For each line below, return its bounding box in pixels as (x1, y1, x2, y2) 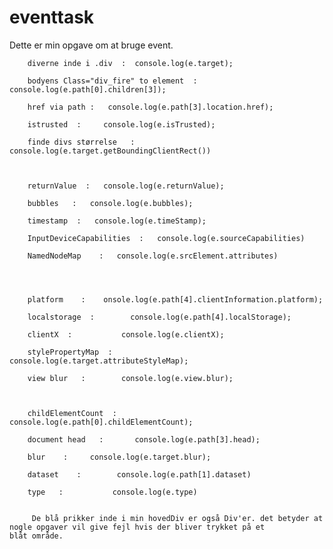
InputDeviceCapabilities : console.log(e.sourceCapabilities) (27, 233, 306, 243)
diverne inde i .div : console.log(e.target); (27, 58, 234, 68)
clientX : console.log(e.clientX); (27, 329, 225, 340)
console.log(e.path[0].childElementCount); (9, 417, 194, 427)
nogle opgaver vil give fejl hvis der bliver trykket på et (9, 522, 266, 532)
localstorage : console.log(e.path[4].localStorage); (27, 312, 292, 322)
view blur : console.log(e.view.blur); (27, 373, 234, 383)
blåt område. (9, 531, 64, 541)
